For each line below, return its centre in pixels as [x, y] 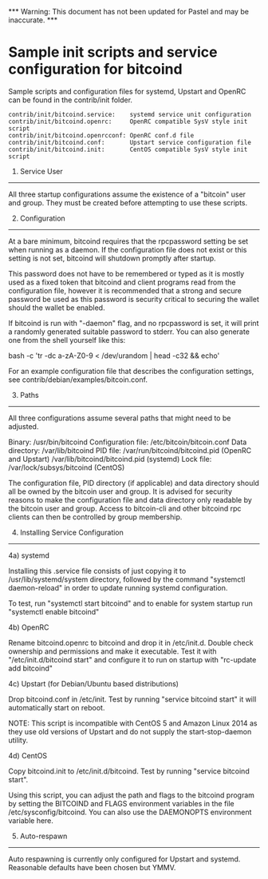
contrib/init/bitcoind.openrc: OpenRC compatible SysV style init [128, 121]
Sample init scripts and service [113, 52]
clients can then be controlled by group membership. [95, 517]
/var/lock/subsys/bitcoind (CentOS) [67, 467]
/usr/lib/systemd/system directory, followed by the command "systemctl [127, 579]
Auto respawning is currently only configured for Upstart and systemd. [124, 859]
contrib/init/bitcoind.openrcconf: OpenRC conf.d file [101, 135]
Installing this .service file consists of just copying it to [97, 571]
